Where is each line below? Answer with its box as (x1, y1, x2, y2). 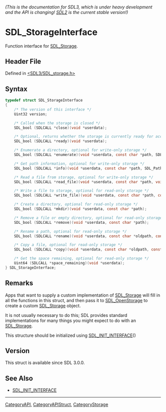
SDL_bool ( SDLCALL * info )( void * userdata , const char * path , (14, 166, 143, 171)
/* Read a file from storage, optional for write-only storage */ (14, 175, 154, 180)
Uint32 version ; (14, 111, 48, 116)
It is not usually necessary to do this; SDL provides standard (5, 312, 127, 318)
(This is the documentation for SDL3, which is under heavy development (5, 4, 153, 10)
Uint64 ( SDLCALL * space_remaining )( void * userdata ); (14, 260, 125, 266)
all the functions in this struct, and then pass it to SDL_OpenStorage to (5, 297, 148, 303)
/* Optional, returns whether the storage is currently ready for (14, 134, 154, 139)
